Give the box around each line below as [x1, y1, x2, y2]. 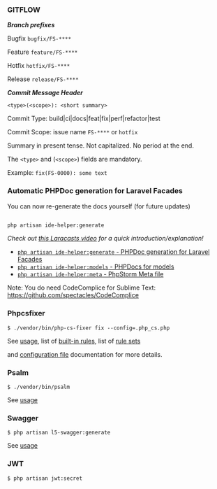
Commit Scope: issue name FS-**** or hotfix [7, 128, 138, 136]
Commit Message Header [7, 89, 84, 97]
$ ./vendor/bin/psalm [7, 383, 70, 391]
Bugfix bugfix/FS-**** [7, 34, 72, 43]
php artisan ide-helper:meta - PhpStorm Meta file [17, 270, 164, 278]
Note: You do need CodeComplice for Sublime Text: [7, 283, 156, 292]
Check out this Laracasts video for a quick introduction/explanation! [7, 234, 204, 243]
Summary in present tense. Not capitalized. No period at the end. [7, 141, 194, 150]
